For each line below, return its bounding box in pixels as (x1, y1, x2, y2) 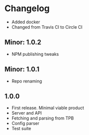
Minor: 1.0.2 (4, 38, 42, 47)
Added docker (11, 19, 41, 25)
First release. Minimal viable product (11, 105, 84, 111)
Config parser (11, 120, 40, 126)
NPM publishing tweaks (11, 51, 59, 57)
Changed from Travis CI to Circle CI (11, 24, 83, 30)
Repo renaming (11, 78, 42, 84)
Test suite (11, 126, 31, 132)
